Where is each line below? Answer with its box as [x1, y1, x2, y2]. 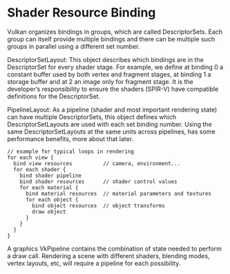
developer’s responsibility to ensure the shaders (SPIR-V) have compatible [7, 85, 219, 93]
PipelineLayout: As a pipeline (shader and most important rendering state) [7, 105, 218, 114]
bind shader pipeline [19, 172, 82, 179]
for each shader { [13, 166, 67, 173]
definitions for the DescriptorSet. [7, 92, 101, 101]
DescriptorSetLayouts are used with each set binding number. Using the [7, 120, 212, 128]
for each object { [25, 196, 79, 203]
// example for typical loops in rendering [7, 148, 135, 155]
